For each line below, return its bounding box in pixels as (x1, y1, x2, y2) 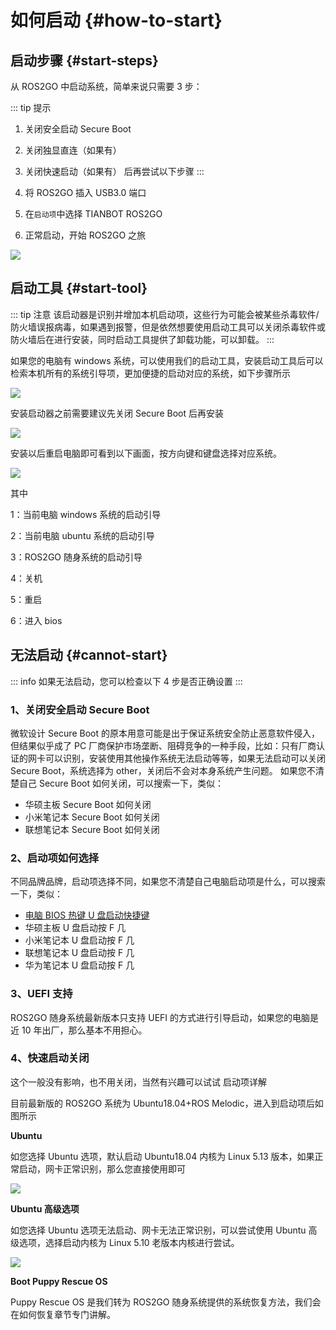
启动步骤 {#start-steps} (10, 52, 159, 69)
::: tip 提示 (10, 102, 52, 113)
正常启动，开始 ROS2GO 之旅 (24, 229, 147, 241)
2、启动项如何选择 (10, 851, 100, 865)
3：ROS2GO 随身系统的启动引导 (10, 551, 143, 563)
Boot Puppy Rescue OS (10, 1275, 108, 1287)
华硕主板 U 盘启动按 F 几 (24, 922, 127, 934)
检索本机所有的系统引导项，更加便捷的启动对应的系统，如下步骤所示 (10, 367, 291, 379)
